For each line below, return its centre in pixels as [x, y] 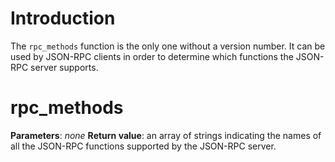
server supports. [64, 67]
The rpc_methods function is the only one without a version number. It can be [168, 46]
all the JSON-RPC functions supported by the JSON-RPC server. [143, 146]
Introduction [63, 18]
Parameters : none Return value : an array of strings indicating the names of [166, 135]
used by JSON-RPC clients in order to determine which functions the [152, 56]
